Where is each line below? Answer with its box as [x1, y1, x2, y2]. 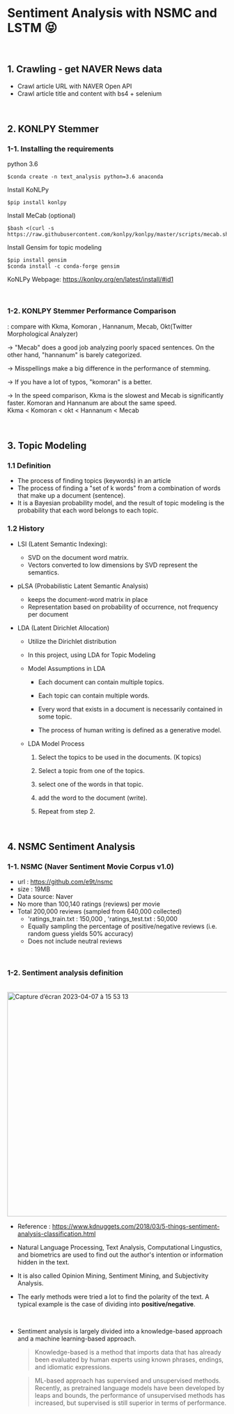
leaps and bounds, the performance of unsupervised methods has [34, 1391, 225, 1399]
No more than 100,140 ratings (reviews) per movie [17, 900, 160, 909]
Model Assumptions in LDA [27, 664, 106, 672]
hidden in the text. [17, 1257, 70, 1266]
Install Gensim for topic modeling [7, 243, 102, 252]
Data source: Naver [17, 893, 73, 901]
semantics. [27, 568, 59, 577]
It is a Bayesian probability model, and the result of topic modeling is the [17, 499, 225, 507]
